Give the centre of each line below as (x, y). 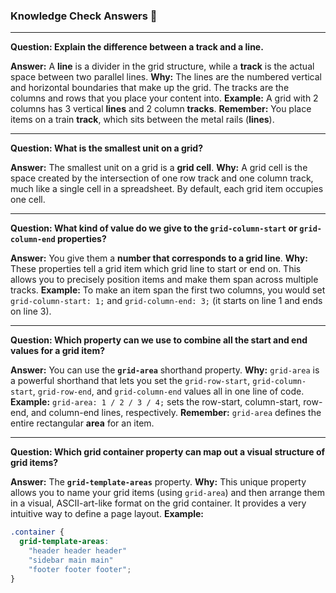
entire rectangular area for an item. (82, 423)
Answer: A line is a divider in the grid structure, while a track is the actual (162, 66)
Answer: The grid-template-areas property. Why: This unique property (158, 482)
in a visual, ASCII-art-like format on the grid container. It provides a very (158, 503)
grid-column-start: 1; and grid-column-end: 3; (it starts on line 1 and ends (166, 301)
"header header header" (78, 551)
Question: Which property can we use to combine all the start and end (159, 340)
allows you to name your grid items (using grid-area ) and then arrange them (168, 493)
